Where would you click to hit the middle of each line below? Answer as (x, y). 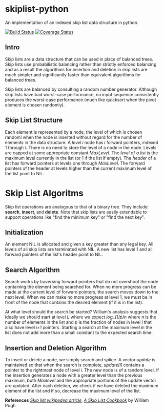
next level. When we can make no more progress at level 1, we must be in (79, 297)
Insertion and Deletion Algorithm (56, 348)
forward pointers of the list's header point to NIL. (54, 254)
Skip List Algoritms (44, 193)
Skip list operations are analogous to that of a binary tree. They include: (77, 206)
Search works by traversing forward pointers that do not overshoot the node (82, 282)
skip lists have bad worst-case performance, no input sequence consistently (82, 94)
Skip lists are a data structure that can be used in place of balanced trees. (79, 59)
